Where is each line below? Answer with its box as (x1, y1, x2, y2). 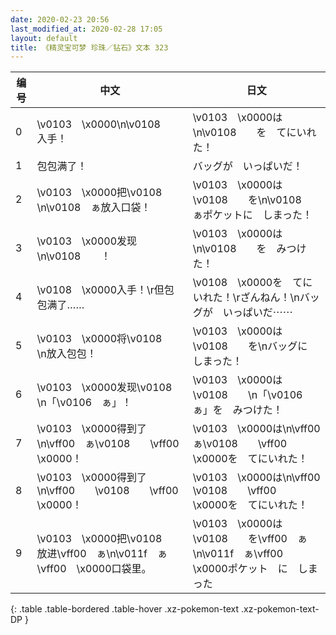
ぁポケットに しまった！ (192, 208, 313, 222)
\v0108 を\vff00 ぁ (192, 532, 308, 546)
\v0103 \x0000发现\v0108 (36, 381, 173, 395)
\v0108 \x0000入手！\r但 (36, 283, 165, 297)
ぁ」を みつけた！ (192, 403, 283, 417)
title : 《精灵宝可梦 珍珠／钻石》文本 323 (10, 42, 169, 53)
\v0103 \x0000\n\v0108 (36, 117, 161, 131)
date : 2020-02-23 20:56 (10, 14, 110, 25)
